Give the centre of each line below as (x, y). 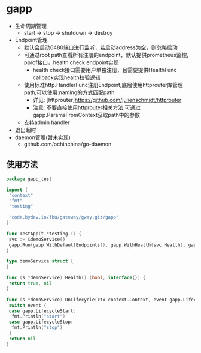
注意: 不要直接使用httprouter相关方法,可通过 (86, 107)
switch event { (28, 305)
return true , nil (30, 283)
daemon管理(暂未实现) (42, 137)
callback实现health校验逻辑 (66, 77)
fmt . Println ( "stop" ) (37, 328)
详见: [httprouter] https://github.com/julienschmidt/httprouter (107, 100)
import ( (17, 190)
